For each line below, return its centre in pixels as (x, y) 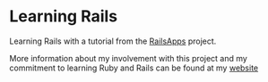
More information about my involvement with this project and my (129, 58)
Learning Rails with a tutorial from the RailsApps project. (113, 41)
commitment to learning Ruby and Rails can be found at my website (134, 68)
